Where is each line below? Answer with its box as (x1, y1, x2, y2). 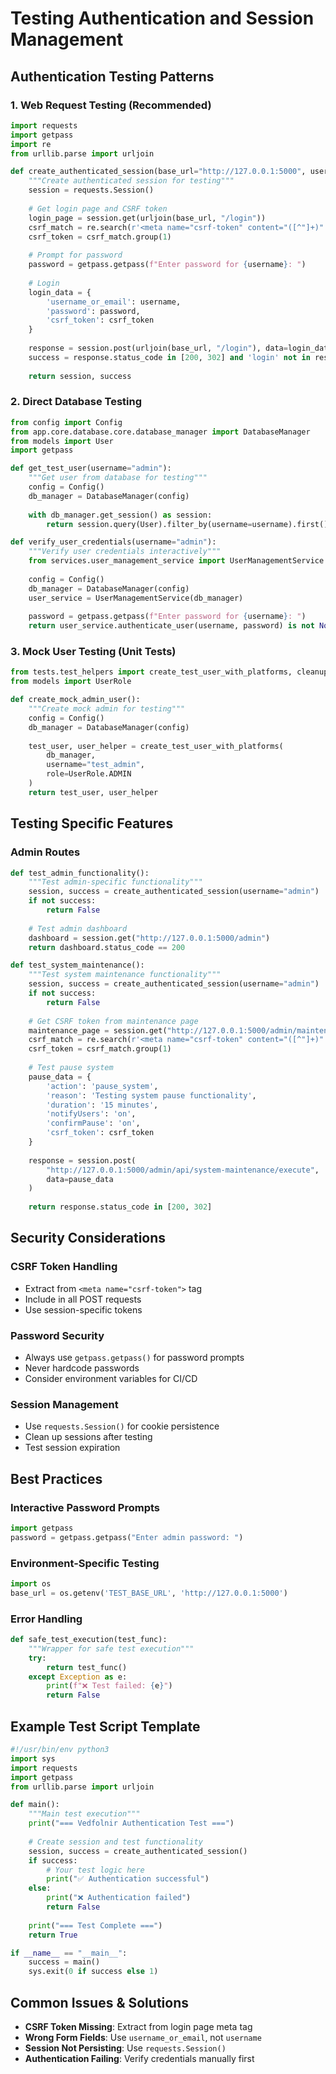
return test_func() (46, 1662, 128, 1672)
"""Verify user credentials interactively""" (28, 547, 222, 557)
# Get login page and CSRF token (28, 203, 168, 214)
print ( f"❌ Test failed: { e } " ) (46, 1681, 173, 1691)
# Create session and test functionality (28, 1837, 203, 1847)
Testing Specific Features (10, 815, 174, 832)
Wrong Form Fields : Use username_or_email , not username (24, 2031, 262, 2043)
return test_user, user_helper (28, 787, 159, 797)
